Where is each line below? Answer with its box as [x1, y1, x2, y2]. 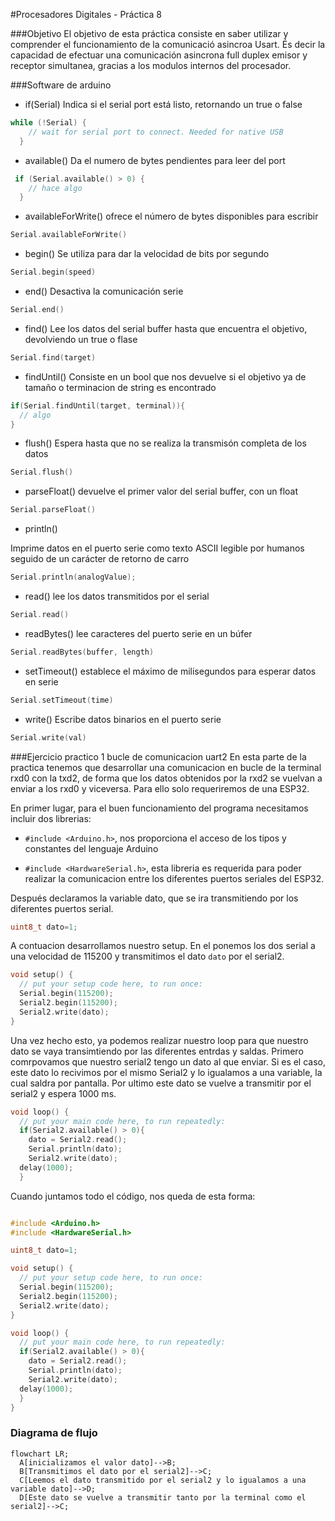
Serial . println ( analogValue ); [10, 572, 137, 583]
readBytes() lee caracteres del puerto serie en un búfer [24, 627, 253, 639]
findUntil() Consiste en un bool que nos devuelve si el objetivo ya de [24, 370, 307, 383]
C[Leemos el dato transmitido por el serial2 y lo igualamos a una [19, 1475, 307, 1485]
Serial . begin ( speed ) [10, 267, 97, 278]
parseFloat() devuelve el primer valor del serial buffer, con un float [24, 485, 299, 498]
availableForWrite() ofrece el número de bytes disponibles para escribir [24, 210, 319, 223]
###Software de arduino [10, 79, 112, 91]
